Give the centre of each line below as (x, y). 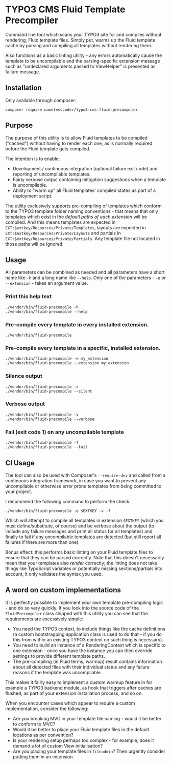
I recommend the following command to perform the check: (68, 501)
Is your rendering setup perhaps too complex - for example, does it (83, 740)
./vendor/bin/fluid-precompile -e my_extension (57, 359)
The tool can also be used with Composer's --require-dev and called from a (86, 475)
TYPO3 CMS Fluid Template (65, 9)
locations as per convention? (43, 735)
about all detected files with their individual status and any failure (81, 667)
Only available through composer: (41, 100)
